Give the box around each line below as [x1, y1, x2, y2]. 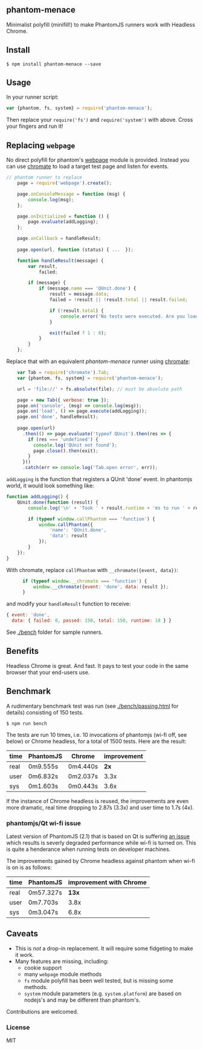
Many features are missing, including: [14, 957, 109, 965]
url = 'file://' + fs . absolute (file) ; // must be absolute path [17, 386, 182, 392]
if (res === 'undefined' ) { [28, 436, 98, 442]
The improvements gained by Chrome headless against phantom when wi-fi [6, 857, 195, 864]
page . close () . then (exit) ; [33, 448, 98, 454]
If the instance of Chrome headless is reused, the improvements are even [6, 797, 189, 805]
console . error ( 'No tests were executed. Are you [60, 313, 185, 319]
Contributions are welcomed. [6, 1008, 79, 1015]
